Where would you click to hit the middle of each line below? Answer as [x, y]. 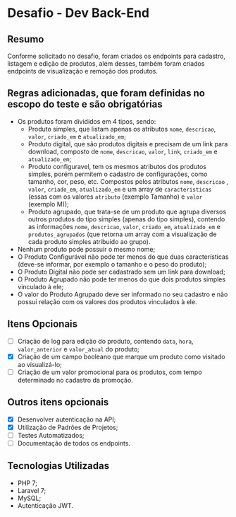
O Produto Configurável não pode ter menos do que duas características [123, 257]
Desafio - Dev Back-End [79, 13]
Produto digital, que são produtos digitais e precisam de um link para [128, 144]
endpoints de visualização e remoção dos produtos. [83, 71]
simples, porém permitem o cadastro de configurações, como [118, 174]
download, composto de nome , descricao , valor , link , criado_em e [123, 151]
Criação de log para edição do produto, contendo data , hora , [105, 341]
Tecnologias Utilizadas [58, 466]
